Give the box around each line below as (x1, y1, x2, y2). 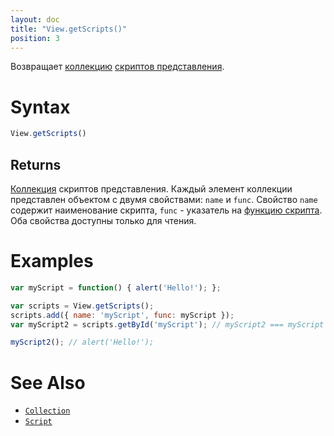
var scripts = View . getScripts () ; (10, 301, 155, 311)
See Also (10, 371, 86, 394)
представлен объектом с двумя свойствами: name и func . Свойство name (10, 194, 318, 205)
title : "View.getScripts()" (10, 24, 128, 34)
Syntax (10, 96, 71, 118)
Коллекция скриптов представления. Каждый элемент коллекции (10, 183, 293, 195)
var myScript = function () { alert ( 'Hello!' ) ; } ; (10, 282, 222, 293)
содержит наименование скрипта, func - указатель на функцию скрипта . (10, 204, 323, 216)
